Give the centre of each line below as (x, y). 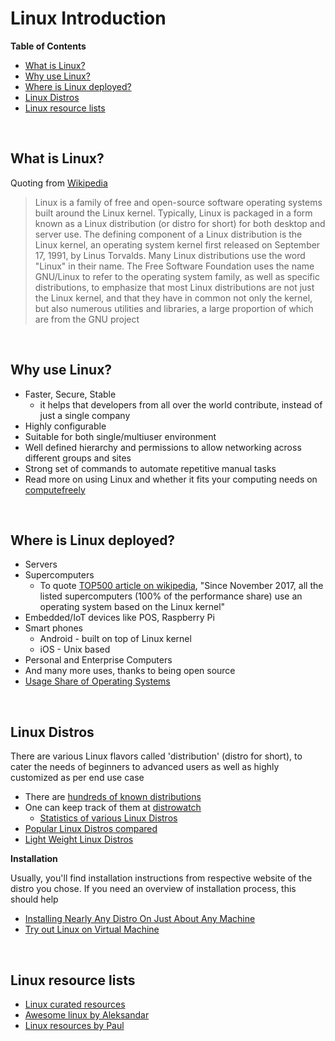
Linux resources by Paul (74, 1025)
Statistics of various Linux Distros (108, 818)
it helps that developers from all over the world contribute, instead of (181, 404)
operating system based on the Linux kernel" (132, 607)
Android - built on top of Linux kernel (115, 639)
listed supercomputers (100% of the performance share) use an (171, 596)
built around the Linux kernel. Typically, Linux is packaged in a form (173, 213)
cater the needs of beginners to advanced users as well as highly (145, 767)
